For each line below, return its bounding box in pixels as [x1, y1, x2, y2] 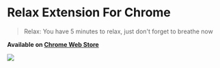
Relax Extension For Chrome [7, 5, 171, 20]
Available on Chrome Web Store [7, 40, 99, 48]
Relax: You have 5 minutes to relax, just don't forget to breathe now [23, 27, 213, 35]
